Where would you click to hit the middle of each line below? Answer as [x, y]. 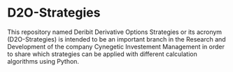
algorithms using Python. [43, 61]
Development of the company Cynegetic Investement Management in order [116, 46]
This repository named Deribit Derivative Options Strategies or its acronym [115, 32]
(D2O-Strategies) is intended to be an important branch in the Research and [116, 39]
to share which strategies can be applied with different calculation [103, 54]
